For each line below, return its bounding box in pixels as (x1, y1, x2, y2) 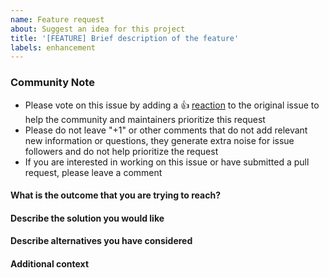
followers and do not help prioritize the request (24, 145, 219, 157)
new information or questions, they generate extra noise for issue (24, 134, 295, 146)
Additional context (10, 257, 90, 270)
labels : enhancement (10, 42, 97, 53)
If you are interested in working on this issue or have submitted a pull (24, 156, 310, 168)
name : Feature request (10, 14, 105, 25)
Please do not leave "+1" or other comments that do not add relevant (24, 124, 308, 136)
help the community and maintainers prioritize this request (24, 113, 266, 125)
